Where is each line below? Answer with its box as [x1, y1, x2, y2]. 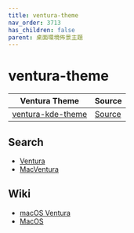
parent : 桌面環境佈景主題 [8, 33, 84, 42]
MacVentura [19, 165, 59, 173]
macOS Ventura [19, 208, 71, 217]
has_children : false [8, 26, 76, 34]
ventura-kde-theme [12, 109, 88, 120]
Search [8, 135, 45, 149]
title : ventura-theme [8, 11, 79, 20]
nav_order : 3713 [8, 19, 61, 27]
